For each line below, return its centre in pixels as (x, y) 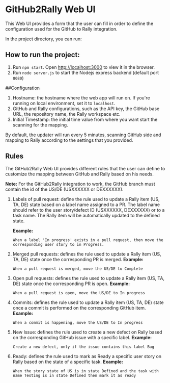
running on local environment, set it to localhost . (64, 103)
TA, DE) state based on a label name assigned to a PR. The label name (86, 205)
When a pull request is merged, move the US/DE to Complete (78, 269)
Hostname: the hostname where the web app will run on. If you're (81, 97)
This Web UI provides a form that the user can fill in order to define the (79, 23)
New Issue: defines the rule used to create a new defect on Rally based (87, 332)
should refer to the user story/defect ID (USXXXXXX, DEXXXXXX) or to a (89, 210)
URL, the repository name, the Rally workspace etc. (66, 114)
